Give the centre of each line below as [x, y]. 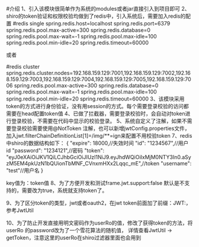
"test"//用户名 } [25, 170]
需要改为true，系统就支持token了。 [65, 190]
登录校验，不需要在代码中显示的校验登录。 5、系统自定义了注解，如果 [97, 121]
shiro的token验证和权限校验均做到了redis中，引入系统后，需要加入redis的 [96, 16]
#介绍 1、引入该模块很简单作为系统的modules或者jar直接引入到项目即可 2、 [98, 9]
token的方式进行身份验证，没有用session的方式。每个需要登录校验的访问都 [98, 106]
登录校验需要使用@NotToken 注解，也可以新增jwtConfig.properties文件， [100, 128]
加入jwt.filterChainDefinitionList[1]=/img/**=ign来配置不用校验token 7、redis [99, 136]
